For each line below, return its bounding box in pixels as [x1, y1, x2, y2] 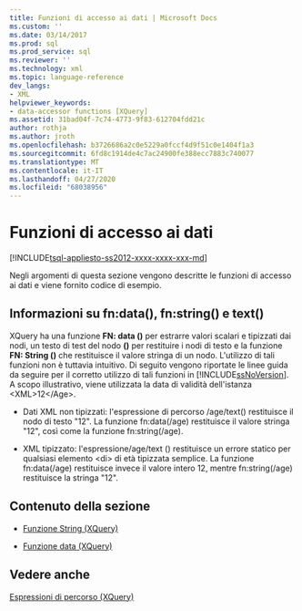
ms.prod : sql [9, 38, 59, 48]
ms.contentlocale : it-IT [9, 166, 104, 175]
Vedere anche [9, 567, 91, 583]
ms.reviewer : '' [9, 56, 71, 65]
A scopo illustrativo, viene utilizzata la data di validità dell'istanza [9, 378, 253, 389]
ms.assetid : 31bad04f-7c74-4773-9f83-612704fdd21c [9, 115, 206, 124]
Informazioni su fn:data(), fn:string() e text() [9, 306, 265, 322]
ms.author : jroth [9, 132, 75, 141]
